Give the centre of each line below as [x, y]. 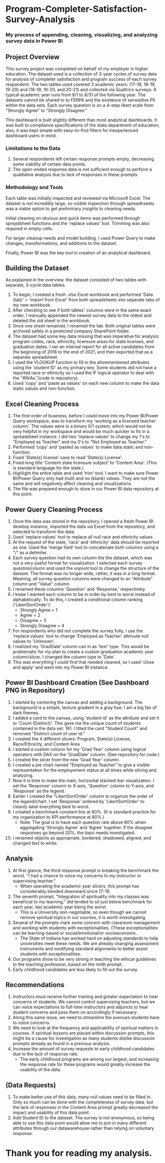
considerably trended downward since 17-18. [65, 891]
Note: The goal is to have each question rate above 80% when [83, 822]
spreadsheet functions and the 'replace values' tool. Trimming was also [78, 223]
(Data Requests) [31, 1085]
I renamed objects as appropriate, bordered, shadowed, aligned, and [82, 838]
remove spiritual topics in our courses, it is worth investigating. [83, 917]
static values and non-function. [44, 388]
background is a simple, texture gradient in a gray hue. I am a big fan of [85, 707]
